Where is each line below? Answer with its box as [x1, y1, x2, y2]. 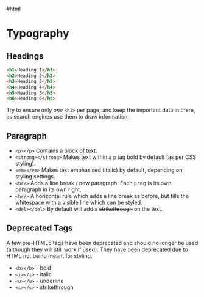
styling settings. [15, 173, 55, 180]
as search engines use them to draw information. [6, 113, 130, 120]
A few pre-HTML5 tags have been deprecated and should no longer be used [6, 239, 199, 246]
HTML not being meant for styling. [6, 252, 93, 259]
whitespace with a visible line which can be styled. [15, 199, 142, 207]
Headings [6, 51, 44, 61]
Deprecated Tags [6, 223, 73, 233]
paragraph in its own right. [15, 186, 82, 193]
